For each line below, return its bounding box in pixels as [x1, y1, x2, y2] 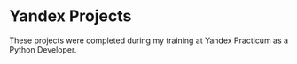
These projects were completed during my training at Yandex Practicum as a [9, 35, 289, 46]
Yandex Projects [9, 6, 132, 26]
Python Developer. [9, 44, 77, 54]
